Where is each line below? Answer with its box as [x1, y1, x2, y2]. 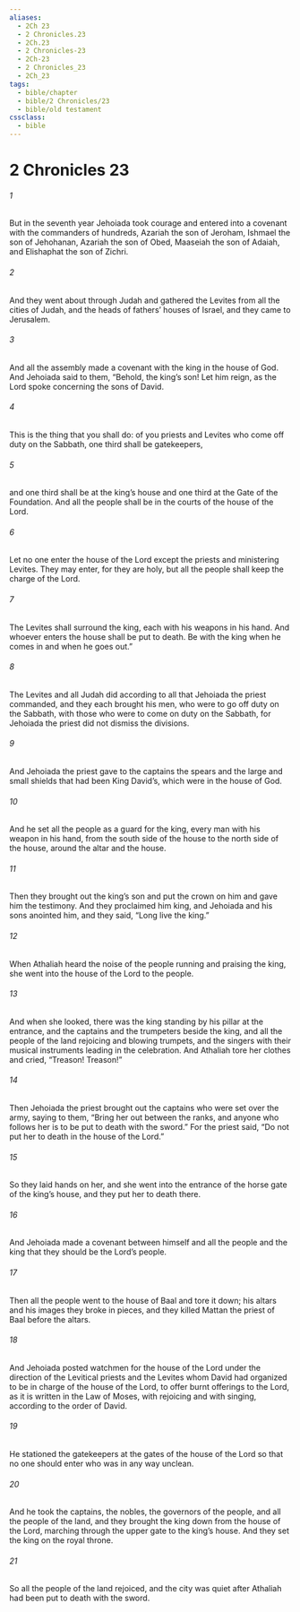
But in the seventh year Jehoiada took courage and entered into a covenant [9, 218, 287, 228]
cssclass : [9, 113, 47, 122]
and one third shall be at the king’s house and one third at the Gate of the [9, 487, 279, 498]
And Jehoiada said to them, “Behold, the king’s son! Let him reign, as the [9, 371, 278, 382]
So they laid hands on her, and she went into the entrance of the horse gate [9, 1179, 288, 1190]
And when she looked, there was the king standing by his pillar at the [9, 1016, 264, 1027]
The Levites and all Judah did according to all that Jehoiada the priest [9, 689, 267, 700]
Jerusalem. [9, 314, 51, 324]
